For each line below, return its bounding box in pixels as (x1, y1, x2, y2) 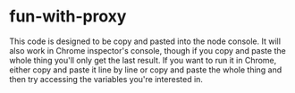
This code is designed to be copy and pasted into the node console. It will (9, 36, 282, 46)
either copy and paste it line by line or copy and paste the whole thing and (9, 64, 282, 75)
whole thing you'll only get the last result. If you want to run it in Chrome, (9, 55, 277, 65)
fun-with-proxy (9, 6, 127, 27)
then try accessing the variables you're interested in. (9, 73, 204, 84)
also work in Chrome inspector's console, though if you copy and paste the (9, 45, 286, 55)
